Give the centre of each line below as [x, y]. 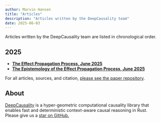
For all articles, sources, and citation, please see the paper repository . [75, 78]
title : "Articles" [24, 14]
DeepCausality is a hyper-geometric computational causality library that [77, 105]
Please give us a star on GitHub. [37, 115]
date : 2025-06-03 [23, 23]
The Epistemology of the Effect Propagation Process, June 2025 [78, 69]
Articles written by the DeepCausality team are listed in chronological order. [81, 37]
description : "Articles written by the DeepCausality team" [67, 18]
